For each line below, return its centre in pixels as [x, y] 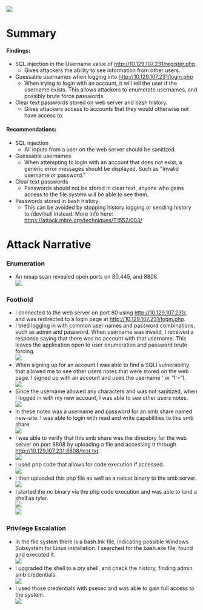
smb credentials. [36, 574]
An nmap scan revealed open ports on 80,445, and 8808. [87, 277]
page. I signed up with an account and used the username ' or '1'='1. [100, 378]
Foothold [20, 300]
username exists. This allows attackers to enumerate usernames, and [111, 90]
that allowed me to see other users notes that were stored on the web [102, 371]
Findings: [18, 50]
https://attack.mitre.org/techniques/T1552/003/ [83, 220]
